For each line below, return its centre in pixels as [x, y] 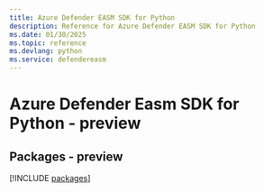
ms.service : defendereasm [58, 59]
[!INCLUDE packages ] [50, 178]
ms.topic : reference [48, 43]
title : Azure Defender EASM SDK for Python [92, 18]
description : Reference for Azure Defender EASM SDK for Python [132, 26]
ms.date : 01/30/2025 [48, 34]
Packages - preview [66, 156]
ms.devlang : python [46, 51]
